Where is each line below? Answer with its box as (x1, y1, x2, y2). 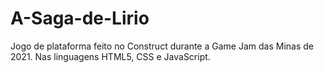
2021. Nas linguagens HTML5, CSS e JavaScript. (10, 50, 211, 62)
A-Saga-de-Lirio (10, 7, 150, 30)
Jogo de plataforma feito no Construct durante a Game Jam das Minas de (10, 40, 314, 52)
